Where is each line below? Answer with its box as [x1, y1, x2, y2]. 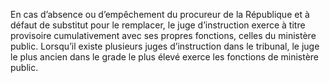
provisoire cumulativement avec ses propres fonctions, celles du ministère [10, 30, 317, 41]
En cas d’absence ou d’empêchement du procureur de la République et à [10, 9, 310, 20]
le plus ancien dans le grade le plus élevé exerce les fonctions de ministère [10, 51, 319, 63]
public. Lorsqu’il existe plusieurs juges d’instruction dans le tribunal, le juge [10, 40, 320, 52]
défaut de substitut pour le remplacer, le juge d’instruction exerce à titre [10, 19, 306, 31]
